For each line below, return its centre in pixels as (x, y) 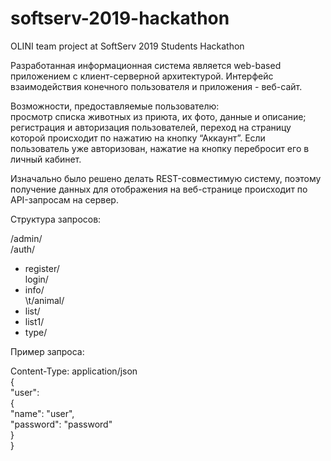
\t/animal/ (44, 300)
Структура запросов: (56, 219)
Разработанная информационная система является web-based (146, 65)
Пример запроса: (47, 351)
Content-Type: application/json (74, 371)
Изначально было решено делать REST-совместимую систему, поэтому (166, 178)
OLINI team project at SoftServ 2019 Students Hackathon (127, 46)
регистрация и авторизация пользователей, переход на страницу (151, 127)
